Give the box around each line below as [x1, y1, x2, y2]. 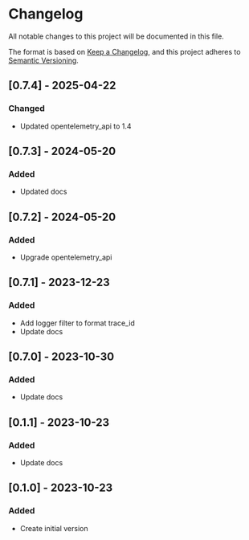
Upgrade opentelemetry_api [19, 252, 112, 262]
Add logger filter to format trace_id [19, 318, 135, 328]
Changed [8, 103, 46, 114]
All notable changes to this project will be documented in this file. [8, 31, 225, 41]
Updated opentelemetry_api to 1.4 [19, 121, 132, 131]
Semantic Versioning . [8, 55, 79, 65]
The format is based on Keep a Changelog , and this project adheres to [8, 47, 241, 56]
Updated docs [19, 186, 67, 197]
